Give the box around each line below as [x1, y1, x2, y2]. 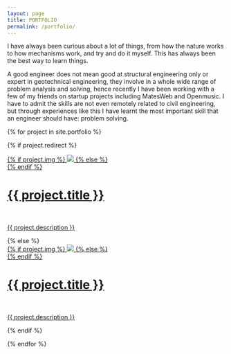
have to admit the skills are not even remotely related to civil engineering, [7, 100, 216, 108]
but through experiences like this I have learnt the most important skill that [7, 107, 219, 115]
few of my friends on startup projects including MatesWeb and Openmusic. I [7, 92, 225, 100]
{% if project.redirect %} [7, 141, 77, 150]
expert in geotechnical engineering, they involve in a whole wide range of [7, 78, 216, 86]
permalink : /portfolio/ [7, 23, 76, 30]
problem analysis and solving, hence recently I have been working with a [7, 85, 214, 94]
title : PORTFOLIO [7, 17, 57, 24]
